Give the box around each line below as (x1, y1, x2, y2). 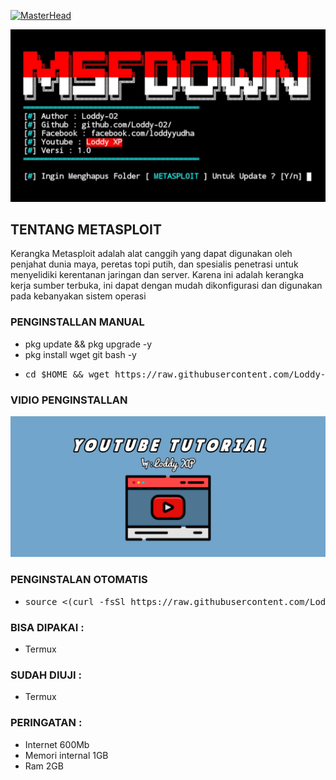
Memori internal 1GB (24, 749, 109, 761)
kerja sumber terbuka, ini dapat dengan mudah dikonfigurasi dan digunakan (10, 280, 323, 292)
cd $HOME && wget (24, 368, 110, 380)
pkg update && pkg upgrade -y (24, 338, 153, 350)
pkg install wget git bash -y (24, 348, 137, 360)
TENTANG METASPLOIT (10, 221, 162, 239)
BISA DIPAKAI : (10, 620, 85, 634)
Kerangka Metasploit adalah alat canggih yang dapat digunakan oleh (10, 248, 293, 260)
